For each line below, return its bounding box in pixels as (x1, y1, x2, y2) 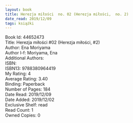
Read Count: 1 (5, 107, 33, 113)
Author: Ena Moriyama (5, 45, 51, 50)
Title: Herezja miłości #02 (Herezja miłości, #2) (5, 40, 100, 46)
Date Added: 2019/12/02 (5, 97, 55, 103)
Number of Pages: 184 (5, 86, 51, 92)
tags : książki (5, 21, 34, 26)
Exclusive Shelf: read (5, 102, 48, 108)
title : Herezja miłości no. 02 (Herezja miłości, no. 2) (5, 12, 129, 17)
